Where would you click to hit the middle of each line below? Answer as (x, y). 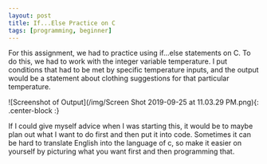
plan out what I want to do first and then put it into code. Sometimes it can (130, 135)
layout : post (30, 16)
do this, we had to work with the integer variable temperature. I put (118, 61)
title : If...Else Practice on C (62, 23)
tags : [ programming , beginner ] (60, 30)
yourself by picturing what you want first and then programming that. (122, 151)
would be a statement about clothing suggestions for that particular (119, 78)
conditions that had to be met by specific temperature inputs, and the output (133, 70)
